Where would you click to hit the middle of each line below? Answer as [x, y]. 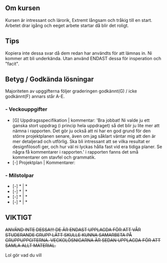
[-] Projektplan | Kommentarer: [44, 162]
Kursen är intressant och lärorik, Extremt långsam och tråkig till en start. [79, 20]
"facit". [12, 64]
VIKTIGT [19, 218]
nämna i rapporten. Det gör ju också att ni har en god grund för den [82, 131]
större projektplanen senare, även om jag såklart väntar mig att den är [84, 136]
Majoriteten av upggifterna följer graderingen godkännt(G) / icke [71, 91]
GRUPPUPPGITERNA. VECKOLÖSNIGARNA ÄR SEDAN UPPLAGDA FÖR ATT [83, 240]
